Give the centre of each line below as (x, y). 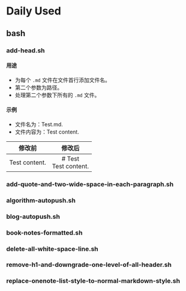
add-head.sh (25, 51)
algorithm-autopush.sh (41, 200)
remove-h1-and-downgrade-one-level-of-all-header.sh (89, 265)
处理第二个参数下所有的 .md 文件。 (57, 95)
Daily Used (34, 11)
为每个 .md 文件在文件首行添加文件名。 (63, 80)
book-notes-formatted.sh (44, 233)
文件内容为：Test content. (47, 132)
